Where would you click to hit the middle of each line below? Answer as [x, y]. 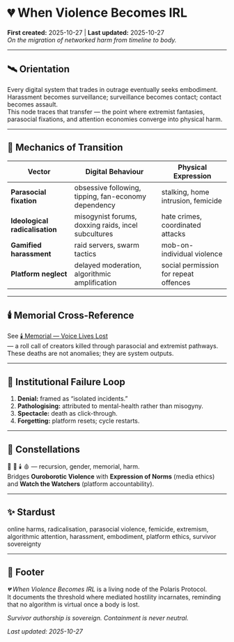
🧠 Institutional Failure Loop [66, 382]
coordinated [181, 225]
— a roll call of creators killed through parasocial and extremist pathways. [113, 346]
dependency [95, 205]
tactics [85, 253]
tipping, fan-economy [110, 196]
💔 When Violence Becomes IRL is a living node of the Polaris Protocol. [107, 589]
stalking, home [185, 191]
